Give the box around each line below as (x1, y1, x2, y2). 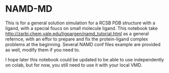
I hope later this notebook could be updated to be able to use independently (5, 56, 164, 62)
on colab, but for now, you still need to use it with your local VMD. (5, 62, 143, 68)
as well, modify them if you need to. (5, 47, 80, 53)
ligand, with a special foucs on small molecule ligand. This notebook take (5, 25, 158, 31)
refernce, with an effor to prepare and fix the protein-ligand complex (5, 36, 148, 42)
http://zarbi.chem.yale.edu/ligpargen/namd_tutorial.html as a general (5, 30, 149, 36)
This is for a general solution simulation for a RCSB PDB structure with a (5, 20, 156, 26)
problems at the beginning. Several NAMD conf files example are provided (5, 41, 161, 47)
